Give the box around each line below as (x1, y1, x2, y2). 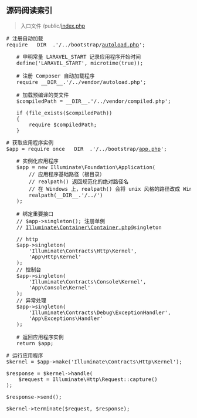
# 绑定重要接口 (16, 210, 54, 217)
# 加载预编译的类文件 (16, 92, 69, 98)
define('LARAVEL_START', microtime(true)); (16, 59, 144, 66)
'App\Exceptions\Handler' (28, 315, 104, 322)
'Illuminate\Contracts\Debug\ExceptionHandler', (28, 309, 171, 316)
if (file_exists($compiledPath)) (16, 109, 113, 116)
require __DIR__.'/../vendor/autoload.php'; (16, 79, 147, 85)
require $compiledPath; (28, 121, 97, 128)
